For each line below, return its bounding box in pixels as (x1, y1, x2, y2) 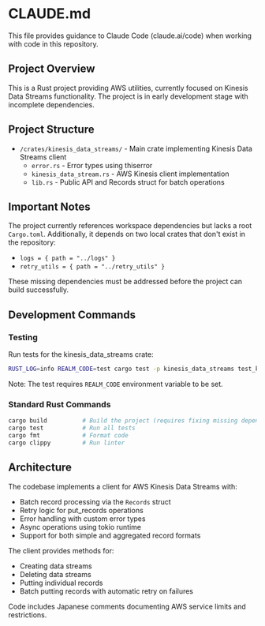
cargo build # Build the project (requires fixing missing (8, 417, 238, 425)
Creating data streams (19, 561, 92, 571)
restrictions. (8, 609, 47, 620)
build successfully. (8, 285, 69, 294)
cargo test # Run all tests (8, 424, 136, 433)
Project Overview (8, 62, 95, 76)
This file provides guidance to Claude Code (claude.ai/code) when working (8, 31, 252, 40)
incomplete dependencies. (8, 99, 95, 109)
